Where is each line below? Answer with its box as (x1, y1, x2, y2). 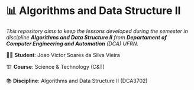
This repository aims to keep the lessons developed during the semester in (6, 27, 188, 35)
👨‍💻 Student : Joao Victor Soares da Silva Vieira (6, 51, 120, 58)
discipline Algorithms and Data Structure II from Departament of (6, 34, 167, 41)
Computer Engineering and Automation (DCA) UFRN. (6, 40, 139, 47)
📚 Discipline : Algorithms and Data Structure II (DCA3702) (6, 77, 148, 84)
